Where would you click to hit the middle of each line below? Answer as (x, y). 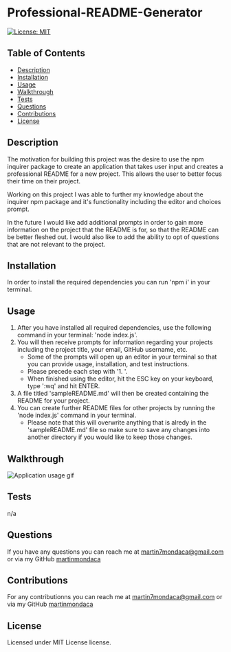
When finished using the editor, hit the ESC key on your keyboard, (121, 379)
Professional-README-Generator (105, 13)
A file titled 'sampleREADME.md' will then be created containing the (113, 394)
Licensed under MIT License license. (59, 642)
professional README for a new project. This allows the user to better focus (114, 174)
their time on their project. (44, 181)
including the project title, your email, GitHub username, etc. (102, 350)
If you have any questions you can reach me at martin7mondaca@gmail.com (115, 552)
